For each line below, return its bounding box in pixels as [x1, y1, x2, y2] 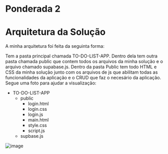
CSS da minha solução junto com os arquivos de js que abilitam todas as [5, 69, 158, 75]
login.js [28, 111, 43, 117]
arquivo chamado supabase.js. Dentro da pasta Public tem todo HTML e [5, 64, 157, 70]
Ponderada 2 [5, 3, 61, 15]
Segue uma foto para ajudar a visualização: [5, 80, 97, 86]
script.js [28, 128, 45, 134]
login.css [28, 106, 47, 112]
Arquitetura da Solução [5, 26, 106, 38]
